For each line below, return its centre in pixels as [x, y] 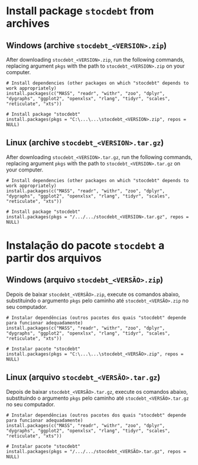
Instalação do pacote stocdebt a [85, 246]
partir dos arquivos [54, 258]
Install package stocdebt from [80, 11]
